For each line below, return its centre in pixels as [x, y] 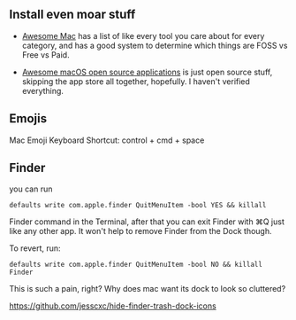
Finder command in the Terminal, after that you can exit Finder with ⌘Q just [147, 222]
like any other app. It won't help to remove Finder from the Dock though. [140, 231]
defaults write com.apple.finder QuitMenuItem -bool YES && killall [138, 206]
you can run [31, 189]
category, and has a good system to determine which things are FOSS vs [155, 45]
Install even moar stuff [72, 15]
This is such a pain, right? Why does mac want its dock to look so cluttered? [148, 289]
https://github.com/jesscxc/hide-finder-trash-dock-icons [113, 306]
